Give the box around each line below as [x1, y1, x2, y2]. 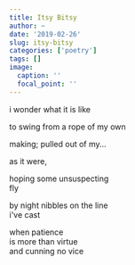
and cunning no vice [9, 245, 84, 256]
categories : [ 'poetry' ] [9, 46, 98, 55]
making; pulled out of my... [9, 138, 107, 149]
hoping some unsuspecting [9, 173, 109, 184]
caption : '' [17, 71, 62, 80]
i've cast [9, 209, 41, 219]
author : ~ [9, 21, 46, 30]
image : [9, 63, 34, 72]
